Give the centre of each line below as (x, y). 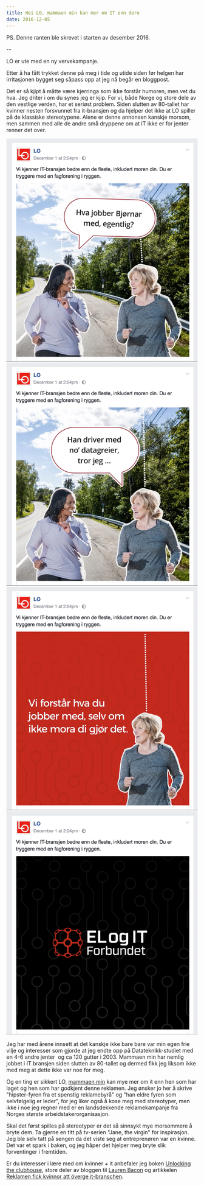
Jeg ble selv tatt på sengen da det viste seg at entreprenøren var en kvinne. (101, 1139)
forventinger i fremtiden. (37, 1152)
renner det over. (26, 130)
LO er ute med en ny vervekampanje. (53, 61)
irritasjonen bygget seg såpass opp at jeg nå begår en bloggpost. (88, 79)
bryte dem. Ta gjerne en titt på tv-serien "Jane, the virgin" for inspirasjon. (98, 1132)
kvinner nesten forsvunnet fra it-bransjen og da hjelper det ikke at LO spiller (101, 110)
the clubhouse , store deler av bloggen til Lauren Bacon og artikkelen (92, 1170)
